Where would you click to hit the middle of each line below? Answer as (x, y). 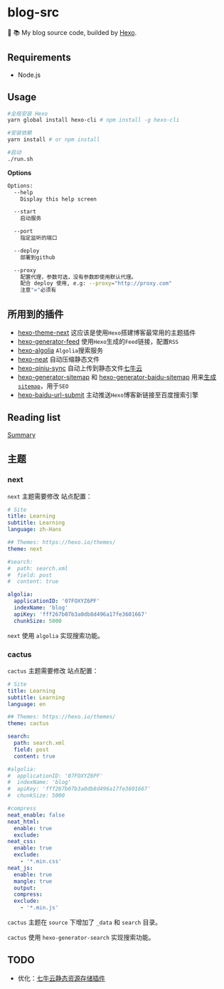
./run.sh (20, 159)
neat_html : (23, 822)
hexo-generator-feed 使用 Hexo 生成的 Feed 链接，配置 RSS (98, 341)
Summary (22, 434)
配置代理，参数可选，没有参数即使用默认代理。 (79, 277)
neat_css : (22, 842)
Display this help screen (59, 199)
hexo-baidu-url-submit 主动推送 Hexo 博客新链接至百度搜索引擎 (108, 395)
